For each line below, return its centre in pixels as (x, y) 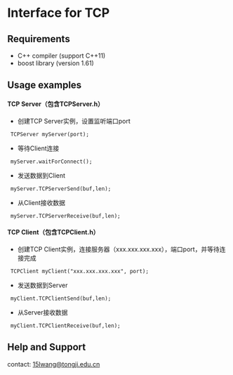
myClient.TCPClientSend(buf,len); (61, 298)
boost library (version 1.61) (56, 63)
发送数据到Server (42, 285)
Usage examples (45, 85)
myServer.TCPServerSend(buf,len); (61, 189)
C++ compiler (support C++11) (61, 55)
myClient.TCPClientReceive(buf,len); (65, 325)
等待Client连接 (38, 148)
